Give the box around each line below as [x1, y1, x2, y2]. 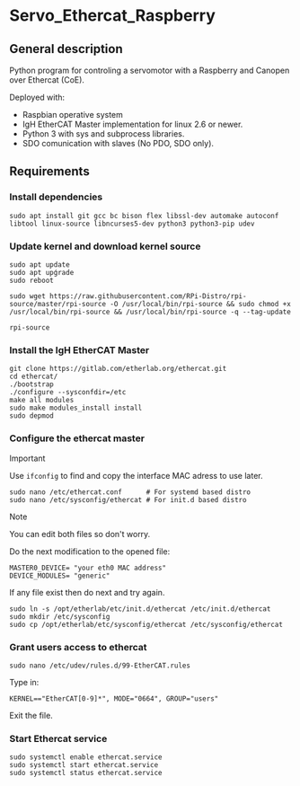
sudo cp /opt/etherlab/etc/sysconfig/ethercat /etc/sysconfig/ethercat [9, 620, 283, 629]
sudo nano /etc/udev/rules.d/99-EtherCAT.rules [9, 661, 191, 670]
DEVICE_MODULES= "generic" [9, 571, 110, 580]
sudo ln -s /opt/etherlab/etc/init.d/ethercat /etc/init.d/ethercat [9, 604, 271, 614]
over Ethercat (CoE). [9, 75, 85, 85]
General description [9, 41, 123, 57]
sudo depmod [9, 411, 54, 420]
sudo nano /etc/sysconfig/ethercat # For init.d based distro [9, 495, 247, 504]
